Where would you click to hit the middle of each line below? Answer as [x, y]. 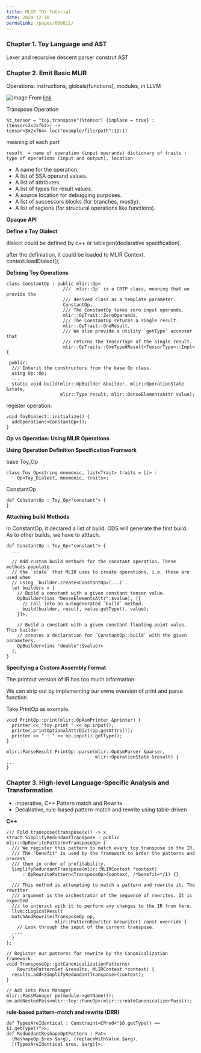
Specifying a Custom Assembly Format [56, 667]
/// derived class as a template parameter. [119, 299]
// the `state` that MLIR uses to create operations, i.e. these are [100, 572]
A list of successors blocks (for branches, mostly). [77, 201]
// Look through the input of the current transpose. [86, 927]
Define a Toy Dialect [32, 231]
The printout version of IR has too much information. [71, 679]
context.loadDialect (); [33, 261]
